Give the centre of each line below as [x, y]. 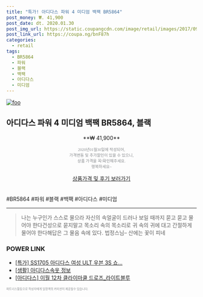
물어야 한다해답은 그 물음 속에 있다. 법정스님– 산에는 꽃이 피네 [93, 232]
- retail [23, 46]
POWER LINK [26, 249]
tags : [13, 52]
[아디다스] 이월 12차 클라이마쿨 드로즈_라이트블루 [72, 278]
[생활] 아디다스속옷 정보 [43, 270]
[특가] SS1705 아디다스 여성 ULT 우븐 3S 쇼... [69, 263]
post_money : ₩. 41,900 [35, 18]
